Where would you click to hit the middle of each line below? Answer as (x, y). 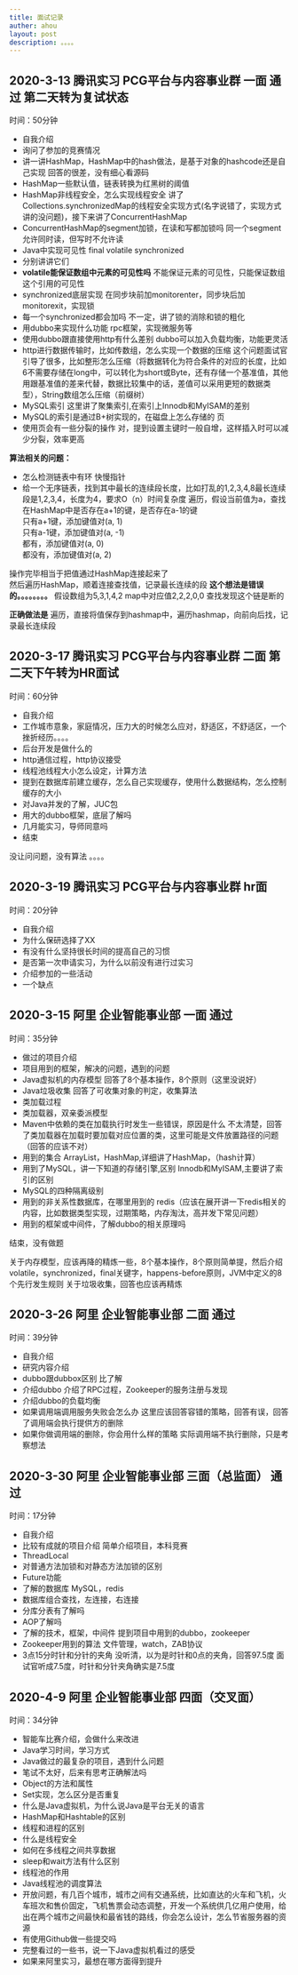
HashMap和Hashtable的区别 (74, 1816)
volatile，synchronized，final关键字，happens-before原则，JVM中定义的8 (145, 1273)
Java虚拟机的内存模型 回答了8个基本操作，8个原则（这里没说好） (141, 1079)
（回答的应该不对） (57, 1146)
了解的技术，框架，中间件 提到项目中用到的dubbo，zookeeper (136, 1633)
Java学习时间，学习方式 (66, 1750)
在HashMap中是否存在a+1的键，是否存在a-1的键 (110, 510)
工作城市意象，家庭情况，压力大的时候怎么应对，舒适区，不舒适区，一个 (154, 726)
